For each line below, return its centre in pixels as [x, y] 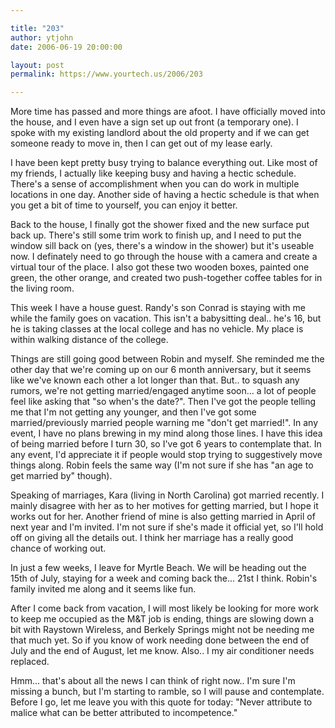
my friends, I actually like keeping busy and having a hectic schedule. [153, 173]
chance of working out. [58, 548]
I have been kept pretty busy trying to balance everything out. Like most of [164, 163]
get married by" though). [61, 476]
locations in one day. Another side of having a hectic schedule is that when [165, 195]
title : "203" [37, 28]
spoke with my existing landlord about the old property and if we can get [160, 133]
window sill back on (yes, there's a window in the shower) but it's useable [162, 246]
